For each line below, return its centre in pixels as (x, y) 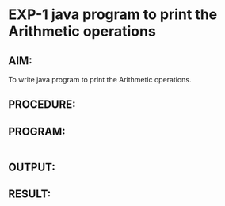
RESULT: (30, 194)
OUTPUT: (32, 167)
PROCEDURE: (42, 105)
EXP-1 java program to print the (113, 15)
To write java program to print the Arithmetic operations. (100, 80)
